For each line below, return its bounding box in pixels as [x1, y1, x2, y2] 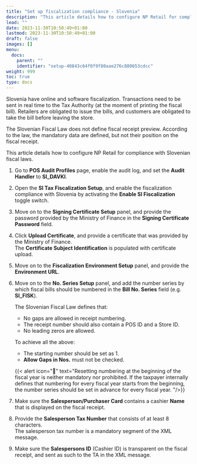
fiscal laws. [6, 156, 33, 162]
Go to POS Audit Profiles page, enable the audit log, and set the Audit [14, 167, 185, 173]
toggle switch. [14, 197, 49, 204]
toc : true [6, 74, 30, 80]
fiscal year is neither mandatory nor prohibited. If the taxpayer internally [14, 374, 189, 381]
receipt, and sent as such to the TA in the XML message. [14, 452, 151, 458]
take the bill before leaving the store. [6, 114, 95, 121]
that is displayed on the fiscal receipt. [14, 404, 106, 411]
